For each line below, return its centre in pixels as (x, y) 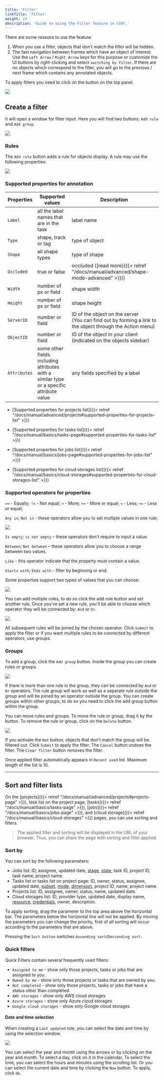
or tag (44, 243)
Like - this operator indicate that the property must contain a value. (73, 561)
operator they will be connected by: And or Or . (51, 609)
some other (51, 348)
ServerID (18, 320)
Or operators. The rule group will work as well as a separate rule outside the (81, 691)
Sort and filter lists (34, 785)
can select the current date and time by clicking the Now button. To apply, (78, 1068)
